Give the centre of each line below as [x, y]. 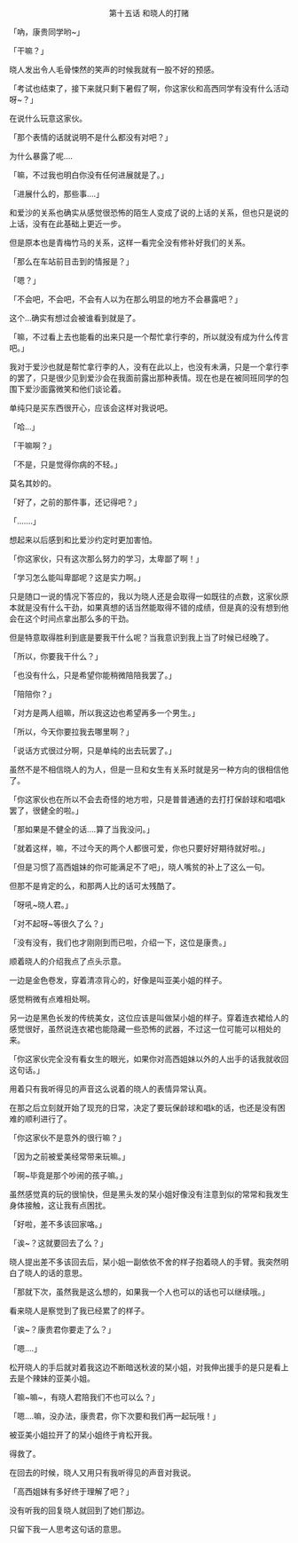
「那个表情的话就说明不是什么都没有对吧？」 [91, 137]
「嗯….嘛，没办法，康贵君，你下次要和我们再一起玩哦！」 [115, 1416]
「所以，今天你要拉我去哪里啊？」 [71, 732]
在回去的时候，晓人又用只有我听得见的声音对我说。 [102, 1472]
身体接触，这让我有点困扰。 [60, 1205]
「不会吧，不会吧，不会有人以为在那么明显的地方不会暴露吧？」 [125, 299]
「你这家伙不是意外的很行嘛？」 [67, 1138]
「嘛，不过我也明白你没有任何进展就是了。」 [89, 175]
